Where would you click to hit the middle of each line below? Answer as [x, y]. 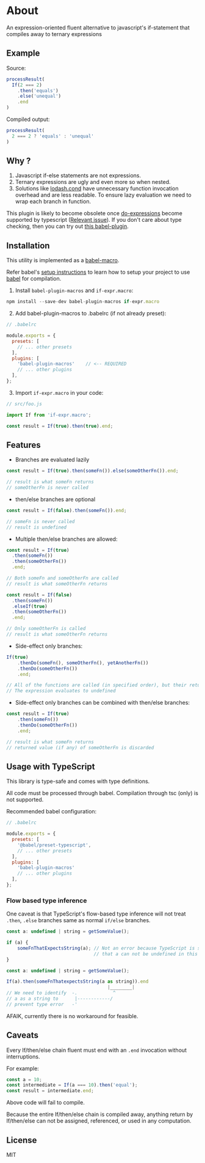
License [22, 1140]
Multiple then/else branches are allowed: [66, 539]
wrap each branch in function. [53, 202]
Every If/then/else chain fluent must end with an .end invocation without [97, 1050]
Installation [28, 245]
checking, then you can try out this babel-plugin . [68, 226]
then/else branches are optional [55, 499]
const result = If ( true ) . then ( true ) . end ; [60, 426]
